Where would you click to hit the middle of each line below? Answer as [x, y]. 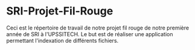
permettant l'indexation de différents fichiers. [62, 40]
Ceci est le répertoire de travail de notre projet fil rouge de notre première [97, 28]
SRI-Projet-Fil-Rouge [60, 11]
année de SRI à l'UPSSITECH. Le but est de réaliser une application [90, 34]
